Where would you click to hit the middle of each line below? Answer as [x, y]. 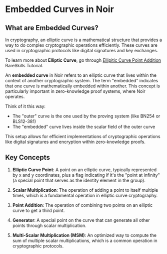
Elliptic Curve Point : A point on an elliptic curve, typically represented [84, 170]
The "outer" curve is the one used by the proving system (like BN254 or [86, 116]
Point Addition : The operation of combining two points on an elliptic [82, 205]
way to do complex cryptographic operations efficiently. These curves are [81, 45]
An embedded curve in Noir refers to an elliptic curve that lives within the [81, 75]
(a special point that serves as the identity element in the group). [79, 180]
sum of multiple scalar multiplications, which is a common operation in [85, 240]
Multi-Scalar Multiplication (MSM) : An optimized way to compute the [84, 235]
